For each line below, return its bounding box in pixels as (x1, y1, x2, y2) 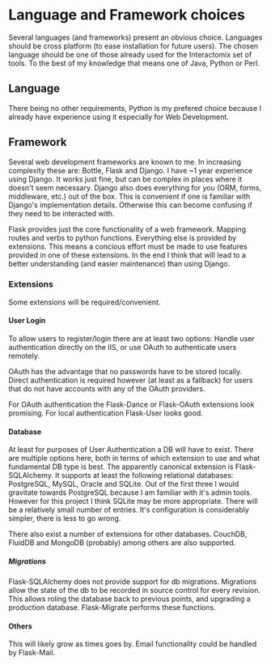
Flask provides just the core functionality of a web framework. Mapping (8, 224, 247, 234)
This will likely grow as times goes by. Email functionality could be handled (8, 639, 257, 649)
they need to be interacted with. (8, 208, 115, 218)
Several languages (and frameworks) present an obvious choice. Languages (8, 32, 263, 42)
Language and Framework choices (8, 6, 245, 24)
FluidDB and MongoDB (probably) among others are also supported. (8, 538, 236, 548)
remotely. (8, 351, 40, 361)
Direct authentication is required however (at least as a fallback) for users (8, 375, 253, 386)
